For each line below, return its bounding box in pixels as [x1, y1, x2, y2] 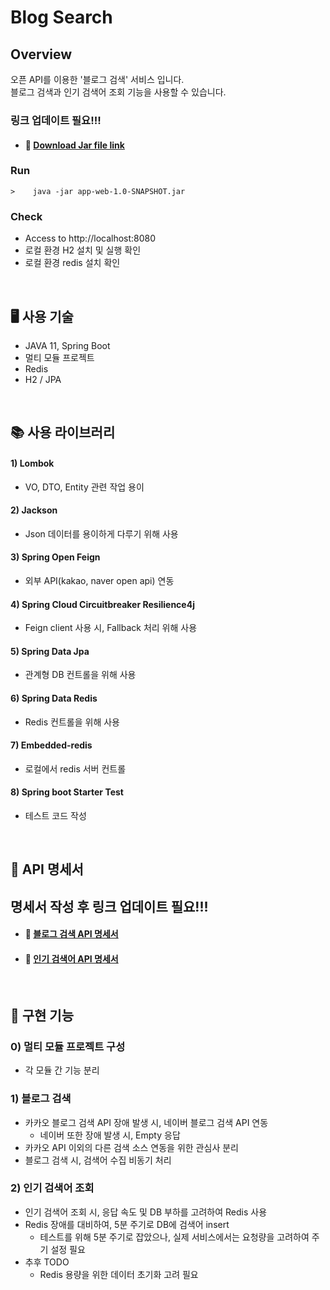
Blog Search [10, 6, 113, 29]
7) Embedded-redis [10, 739, 93, 751]
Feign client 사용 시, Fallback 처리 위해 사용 [24, 622, 198, 634]
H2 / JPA [24, 373, 62, 385]
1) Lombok [10, 457, 55, 469]
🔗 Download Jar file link [24, 139, 125, 151]
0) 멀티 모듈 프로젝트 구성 [10, 1039, 126, 1053]
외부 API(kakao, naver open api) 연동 [24, 574, 175, 586]
